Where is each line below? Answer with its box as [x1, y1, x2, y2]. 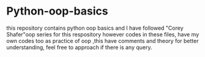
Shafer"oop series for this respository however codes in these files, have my [6, 30, 199, 38]
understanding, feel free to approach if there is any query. [6, 44, 152, 51]
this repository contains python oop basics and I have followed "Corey [6, 24, 184, 32]
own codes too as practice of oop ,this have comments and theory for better [6, 37, 199, 44]
